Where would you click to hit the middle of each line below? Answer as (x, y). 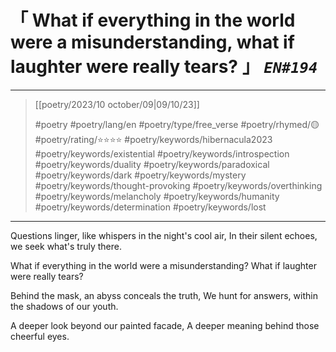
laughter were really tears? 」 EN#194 (164, 67)
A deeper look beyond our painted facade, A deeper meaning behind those (165, 325)
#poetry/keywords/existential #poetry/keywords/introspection (162, 153)
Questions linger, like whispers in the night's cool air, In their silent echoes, (164, 235)
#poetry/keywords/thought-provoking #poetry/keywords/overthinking (178, 185)
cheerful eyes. (40, 336)
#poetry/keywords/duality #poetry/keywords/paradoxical (152, 164)
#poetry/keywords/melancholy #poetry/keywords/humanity (157, 196)
